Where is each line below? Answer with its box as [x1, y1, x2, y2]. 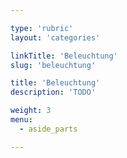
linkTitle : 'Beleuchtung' [10, 51, 118, 61]
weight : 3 [10, 106, 52, 116]
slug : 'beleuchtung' [10, 60, 97, 70]
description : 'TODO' [10, 87, 97, 98]
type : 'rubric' [10, 23, 74, 33]
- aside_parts [19, 124, 78, 134]
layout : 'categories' [10, 32, 101, 43]
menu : [10, 115, 33, 125]
